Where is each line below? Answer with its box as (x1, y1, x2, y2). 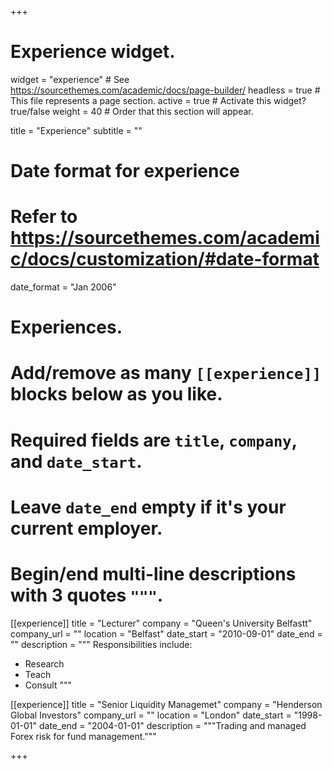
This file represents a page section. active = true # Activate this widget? (10, 94, 307, 106)
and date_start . (10, 450, 143, 473)
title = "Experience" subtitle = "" (10, 124, 143, 136)
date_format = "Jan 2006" (10, 281, 117, 293)
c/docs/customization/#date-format (10, 248, 320, 271)
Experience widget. (10, 41, 176, 63)
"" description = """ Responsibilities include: (10, 638, 193, 650)
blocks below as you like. (10, 383, 223, 406)
